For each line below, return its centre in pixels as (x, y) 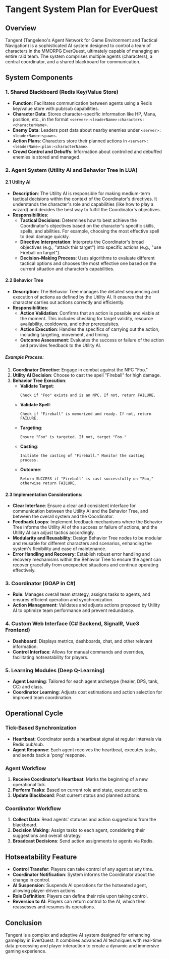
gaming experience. (26, 951)
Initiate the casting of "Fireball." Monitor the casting (82, 455)
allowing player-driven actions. (45, 891)
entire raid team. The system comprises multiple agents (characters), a (79, 56)
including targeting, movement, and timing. (65, 335)
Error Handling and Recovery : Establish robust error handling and (81, 554)
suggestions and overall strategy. (47, 836)
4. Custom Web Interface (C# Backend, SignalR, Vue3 (72, 624)
